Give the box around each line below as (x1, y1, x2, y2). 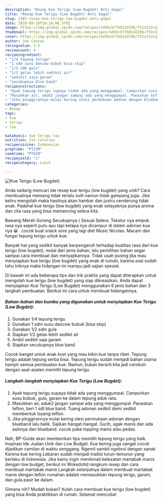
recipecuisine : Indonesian (5, 142, 60, 147)
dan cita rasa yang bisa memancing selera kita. (5, 208, 99, 214)
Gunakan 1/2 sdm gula (12, 326, 57, 333)
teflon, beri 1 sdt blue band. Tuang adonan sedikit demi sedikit (12, 406, 136, 412)
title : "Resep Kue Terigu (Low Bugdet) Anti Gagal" (5, 12, 112, 17)
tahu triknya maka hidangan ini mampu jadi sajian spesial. (5, 263, 120, 268)
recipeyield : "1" (5, 156, 40, 161)
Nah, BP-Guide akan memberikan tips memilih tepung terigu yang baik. (5, 435, 147, 442)
